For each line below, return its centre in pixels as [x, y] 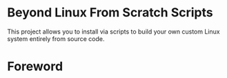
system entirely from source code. [56, 38]
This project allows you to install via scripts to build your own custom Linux [113, 31]
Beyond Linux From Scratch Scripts [110, 13]
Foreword [35, 67]
